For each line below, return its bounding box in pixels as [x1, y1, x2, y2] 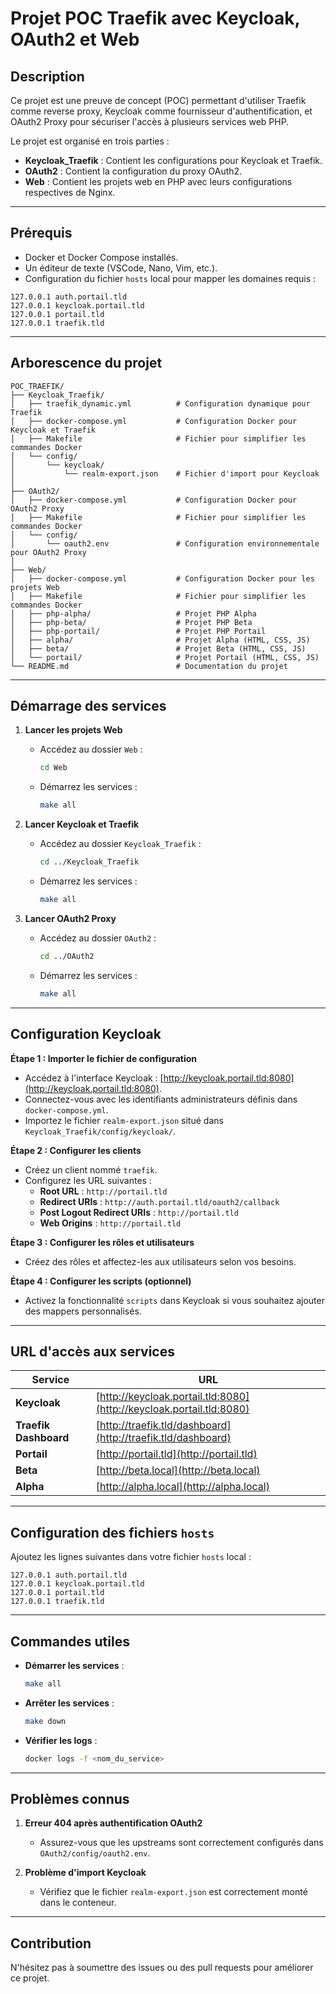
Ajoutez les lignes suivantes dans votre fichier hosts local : [10, 1551, 252, 1563]
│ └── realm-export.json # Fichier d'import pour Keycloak [10, 468, 320, 479]
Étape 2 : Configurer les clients [10, 1144, 142, 1156]
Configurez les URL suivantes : [24, 1174, 152, 1186]
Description [10, 68, 85, 85]
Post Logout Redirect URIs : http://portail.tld [39, 1206, 239, 1218]
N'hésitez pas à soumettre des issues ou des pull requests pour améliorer [10, 1962, 314, 1974]
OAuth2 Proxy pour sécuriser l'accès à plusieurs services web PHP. [10, 116, 290, 127]
